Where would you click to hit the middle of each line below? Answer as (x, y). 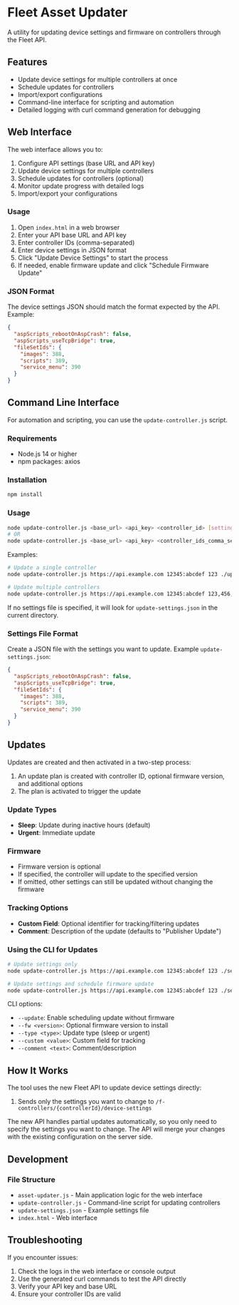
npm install (25, 495)
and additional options (50, 783)
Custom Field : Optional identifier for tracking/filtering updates (108, 923)
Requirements (32, 438)
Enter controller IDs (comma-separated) (76, 242)
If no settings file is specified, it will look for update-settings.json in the (113, 608)
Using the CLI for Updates (53, 949)
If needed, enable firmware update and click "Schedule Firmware (113, 265)
